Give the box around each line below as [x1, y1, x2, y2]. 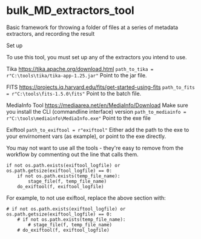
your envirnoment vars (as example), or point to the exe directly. [6, 133, 166, 140]
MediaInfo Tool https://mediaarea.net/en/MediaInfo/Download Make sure [6, 101, 189, 109]
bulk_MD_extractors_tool [6, 4, 134, 18]
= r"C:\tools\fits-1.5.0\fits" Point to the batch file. [6, 90, 142, 97]
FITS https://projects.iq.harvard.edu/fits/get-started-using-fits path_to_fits [6, 83, 195, 91]
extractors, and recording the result [6, 30, 95, 37]
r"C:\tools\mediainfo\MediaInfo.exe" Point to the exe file [6, 114, 151, 122]
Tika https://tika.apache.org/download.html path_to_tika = [6, 65, 154, 73]
